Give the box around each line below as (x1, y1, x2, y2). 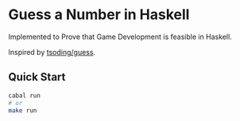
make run (8, 106, 37, 115)
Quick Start (8, 70, 66, 84)
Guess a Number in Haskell (8, 6, 190, 24)
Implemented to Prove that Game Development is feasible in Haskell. (8, 32, 232, 41)
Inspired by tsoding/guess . (8, 47, 96, 57)
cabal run (8, 92, 41, 100)
